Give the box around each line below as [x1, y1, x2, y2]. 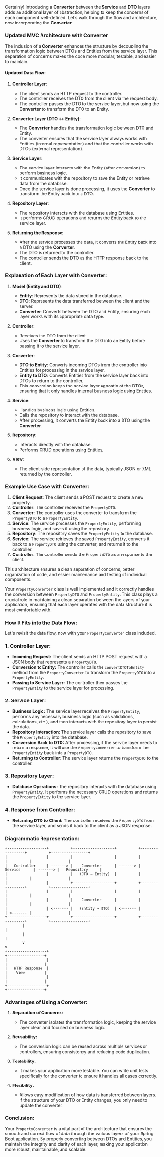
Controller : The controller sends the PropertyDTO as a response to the [12, 552, 152, 557]
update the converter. [19, 1102, 63, 1109]
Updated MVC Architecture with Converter [5, 32, 108, 39]
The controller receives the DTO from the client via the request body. [19, 96, 158, 101]
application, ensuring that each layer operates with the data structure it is [5, 602, 152, 608]
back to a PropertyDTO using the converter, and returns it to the [12, 541, 139, 547]
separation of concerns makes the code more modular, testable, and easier [5, 53, 156, 59]
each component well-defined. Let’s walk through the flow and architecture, [5, 15, 158, 20]
